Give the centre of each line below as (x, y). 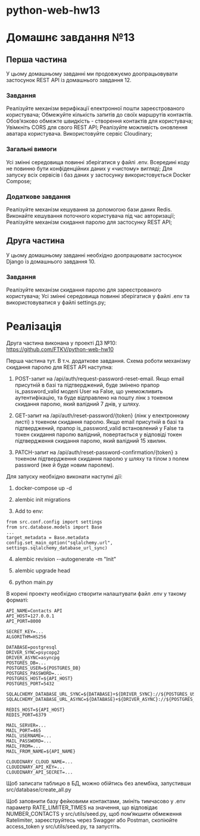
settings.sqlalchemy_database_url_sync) (57, 548)
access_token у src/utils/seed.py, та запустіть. (64, 826)
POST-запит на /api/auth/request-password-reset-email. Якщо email (99, 379)
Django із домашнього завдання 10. (51, 261)
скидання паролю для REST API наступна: (60, 367)
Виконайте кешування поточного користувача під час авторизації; (91, 216)
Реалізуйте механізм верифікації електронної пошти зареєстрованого (96, 108)
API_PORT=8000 (24, 621)
